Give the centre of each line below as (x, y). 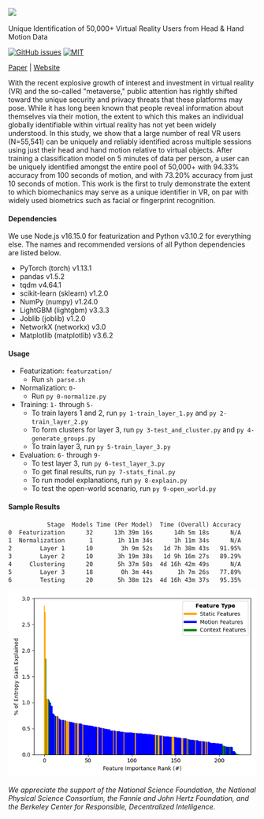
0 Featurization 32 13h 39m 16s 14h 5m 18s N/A (125, 532)
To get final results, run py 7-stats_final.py (103, 472)
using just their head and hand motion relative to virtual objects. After (121, 150)
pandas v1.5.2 (42, 277)
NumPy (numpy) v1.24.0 (59, 302)
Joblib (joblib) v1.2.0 (52, 319)
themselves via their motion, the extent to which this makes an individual (126, 116)
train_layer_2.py (60, 422)
